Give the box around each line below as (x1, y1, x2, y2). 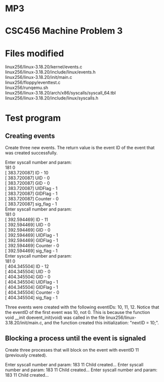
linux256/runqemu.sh (5, 85, 48, 91)
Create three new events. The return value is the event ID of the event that (5, 145, 155, 151)
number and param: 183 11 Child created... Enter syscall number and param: (5, 367, 158, 373)
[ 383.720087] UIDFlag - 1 (5, 186, 58, 191)
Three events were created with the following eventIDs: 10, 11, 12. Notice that (5, 304, 160, 310)
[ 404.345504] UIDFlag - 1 (5, 279, 58, 285)
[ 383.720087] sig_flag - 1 (5, 201, 57, 207)
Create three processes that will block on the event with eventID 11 (5, 347, 139, 353)
